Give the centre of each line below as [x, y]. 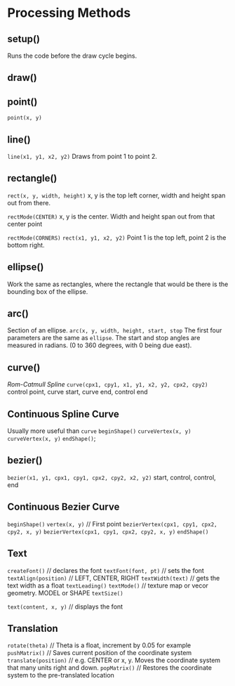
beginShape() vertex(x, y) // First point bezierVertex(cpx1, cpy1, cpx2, [112, 524]
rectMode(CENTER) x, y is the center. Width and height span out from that [111, 216]
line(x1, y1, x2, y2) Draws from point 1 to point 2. [82, 157]
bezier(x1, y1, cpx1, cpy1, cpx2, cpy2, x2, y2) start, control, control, [112, 477]
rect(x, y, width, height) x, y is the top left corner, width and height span [116, 195]
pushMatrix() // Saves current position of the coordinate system [100, 653]
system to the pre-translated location [61, 675]
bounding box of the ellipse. [48, 291]
